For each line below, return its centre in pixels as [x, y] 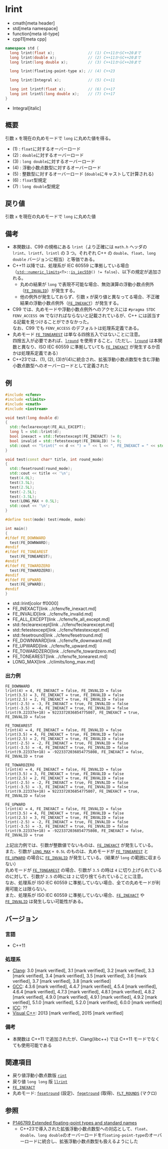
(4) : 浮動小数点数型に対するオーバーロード [57, 167]
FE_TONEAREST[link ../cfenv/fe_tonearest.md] [60, 657]
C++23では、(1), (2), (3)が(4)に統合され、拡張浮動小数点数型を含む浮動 [86, 359]
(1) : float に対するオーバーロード [46, 149]
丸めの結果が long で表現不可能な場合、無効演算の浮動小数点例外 [87, 284]
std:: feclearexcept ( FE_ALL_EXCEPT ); [48, 427]
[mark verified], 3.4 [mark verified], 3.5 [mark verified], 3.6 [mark [79, 976]
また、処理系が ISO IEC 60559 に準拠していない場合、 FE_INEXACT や [75, 895]
